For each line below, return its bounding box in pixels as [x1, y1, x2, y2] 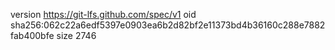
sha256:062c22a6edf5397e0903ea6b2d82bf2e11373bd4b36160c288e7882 [10, 19, 326, 31]
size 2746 [56, 30, 97, 41]
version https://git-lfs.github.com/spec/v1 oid [10, 9, 197, 20]
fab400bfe [10, 30, 55, 41]
